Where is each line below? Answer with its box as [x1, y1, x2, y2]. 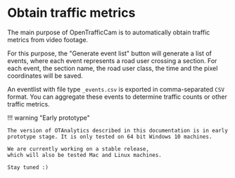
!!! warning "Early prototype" [7, 114, 90, 122]
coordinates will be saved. [7, 71, 83, 80]
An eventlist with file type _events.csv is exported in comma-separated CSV [7, 85, 225, 93]
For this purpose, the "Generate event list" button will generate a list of [7, 49, 212, 57]
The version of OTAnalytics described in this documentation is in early [7, 127, 229, 134]
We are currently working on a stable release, [7, 145, 150, 152]
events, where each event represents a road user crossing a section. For [7, 56, 217, 64]
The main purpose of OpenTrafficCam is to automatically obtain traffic [7, 28, 210, 36]
